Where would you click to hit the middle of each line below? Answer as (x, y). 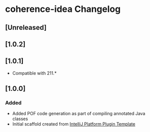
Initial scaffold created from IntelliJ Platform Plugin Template (74, 124)
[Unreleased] (26, 28)
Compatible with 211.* (34, 73)
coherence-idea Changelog (63, 9)
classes (20, 119)
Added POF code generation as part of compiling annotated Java (79, 114)
